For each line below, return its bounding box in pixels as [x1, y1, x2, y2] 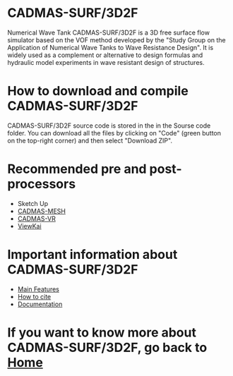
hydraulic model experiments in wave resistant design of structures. [7, 58, 205, 66]
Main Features [17, 284, 60, 293]
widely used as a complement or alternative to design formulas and [7, 51, 203, 59]
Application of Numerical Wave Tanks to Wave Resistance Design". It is [7, 43, 214, 51]
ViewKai [17, 222, 42, 230]
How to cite [17, 292, 52, 301]
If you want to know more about [7, 325, 196, 340]
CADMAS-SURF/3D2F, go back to [7, 339, 208, 356]
